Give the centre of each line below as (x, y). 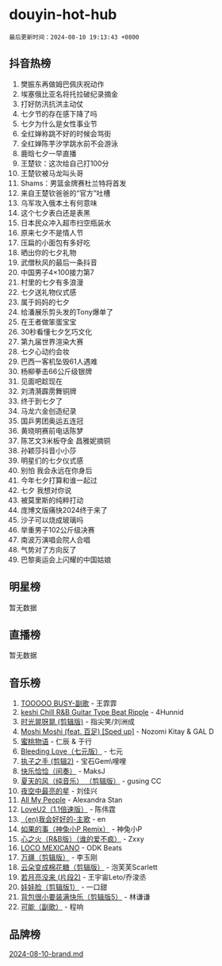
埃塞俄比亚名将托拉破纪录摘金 (69, 94)
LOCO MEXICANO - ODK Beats (71, 848)
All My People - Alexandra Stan (71, 800)
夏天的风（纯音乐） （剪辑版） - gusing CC (91, 781)
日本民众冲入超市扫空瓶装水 (66, 223)
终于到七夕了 (41, 401)
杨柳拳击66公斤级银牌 (56, 371)
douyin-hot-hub (63, 15)
